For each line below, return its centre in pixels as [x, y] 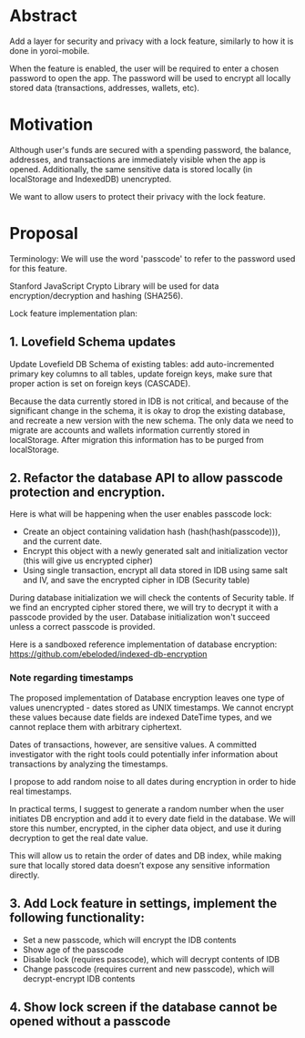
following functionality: [77, 918]
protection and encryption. [87, 493]
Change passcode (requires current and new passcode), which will [148, 969]
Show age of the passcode [73, 950]
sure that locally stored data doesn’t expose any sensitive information [140, 865]
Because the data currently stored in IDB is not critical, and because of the [149, 401]
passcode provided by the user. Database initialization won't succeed [140, 617]
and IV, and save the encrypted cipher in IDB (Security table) [136, 581]
